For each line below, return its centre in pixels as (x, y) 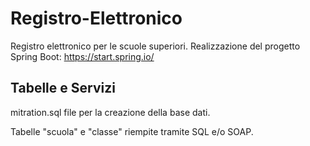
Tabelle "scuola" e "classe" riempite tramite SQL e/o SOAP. (132, 131)
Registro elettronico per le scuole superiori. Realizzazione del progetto (155, 46)
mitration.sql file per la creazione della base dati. (110, 112)
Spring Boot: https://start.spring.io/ (82, 56)
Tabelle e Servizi (63, 88)
